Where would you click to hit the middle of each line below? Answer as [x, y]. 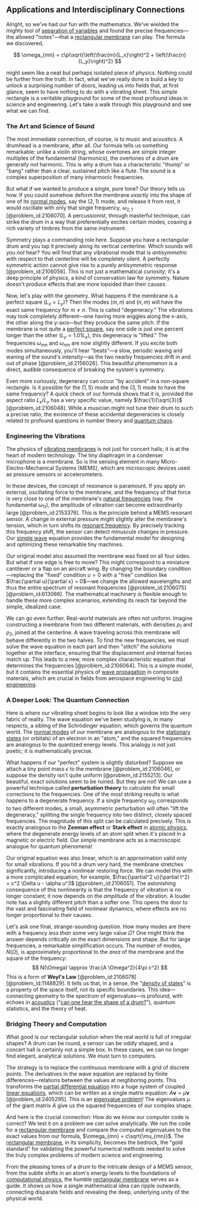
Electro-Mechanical [30, 468]
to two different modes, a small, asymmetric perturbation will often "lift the [97, 808]
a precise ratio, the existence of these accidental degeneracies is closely [95, 415]
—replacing [20, 575]
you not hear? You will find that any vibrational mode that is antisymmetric [97, 252]
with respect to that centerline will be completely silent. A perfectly [88, 258]
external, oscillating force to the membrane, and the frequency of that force [99, 492]
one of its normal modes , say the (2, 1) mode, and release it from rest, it [93, 202]
